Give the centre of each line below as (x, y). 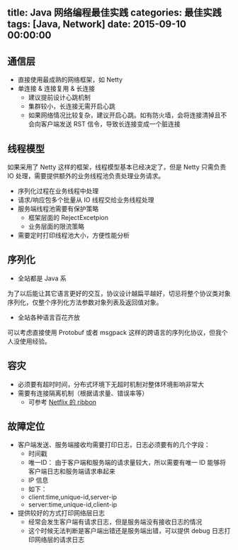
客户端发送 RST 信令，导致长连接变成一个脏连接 (110, 124)
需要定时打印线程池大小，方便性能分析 (73, 236)
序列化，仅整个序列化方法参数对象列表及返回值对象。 (85, 302)
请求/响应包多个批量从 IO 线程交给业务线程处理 (86, 200)
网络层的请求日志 (59, 540)
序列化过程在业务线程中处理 (58, 191)
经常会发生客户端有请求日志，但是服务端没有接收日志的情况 (115, 522)
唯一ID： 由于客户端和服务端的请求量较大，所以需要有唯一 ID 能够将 (127, 463)
